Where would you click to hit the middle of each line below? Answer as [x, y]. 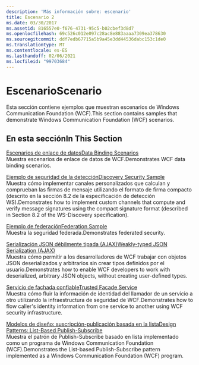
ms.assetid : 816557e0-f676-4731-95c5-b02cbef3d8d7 [70, 28]
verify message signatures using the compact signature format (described [97, 209]
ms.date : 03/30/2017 [32, 23]
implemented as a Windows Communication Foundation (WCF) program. [95, 356]
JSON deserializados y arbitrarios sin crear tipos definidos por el [85, 263]
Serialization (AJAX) [31, 251]
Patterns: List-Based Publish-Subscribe [54, 331]
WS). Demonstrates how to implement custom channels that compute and [96, 202]
